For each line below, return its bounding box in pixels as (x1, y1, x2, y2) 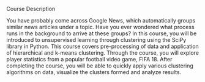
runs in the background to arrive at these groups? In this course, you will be (6, 30, 197, 37)
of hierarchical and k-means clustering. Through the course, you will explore (6, 49, 199, 56)
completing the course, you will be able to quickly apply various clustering (6, 62, 194, 69)
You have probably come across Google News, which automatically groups (6, 17, 196, 24)
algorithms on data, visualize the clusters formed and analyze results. (6, 69, 182, 75)
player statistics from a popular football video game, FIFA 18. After (6, 56, 173, 63)
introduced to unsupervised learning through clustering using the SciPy (6, 36, 187, 43)
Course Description (6, 5, 56, 12)
